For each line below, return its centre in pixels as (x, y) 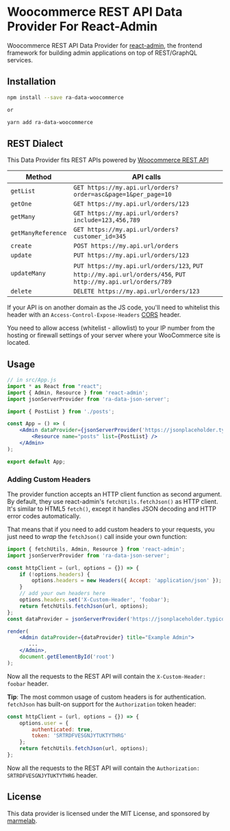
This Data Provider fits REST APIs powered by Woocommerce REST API (108, 160)
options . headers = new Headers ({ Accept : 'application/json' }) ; (127, 581)
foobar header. (28, 684)
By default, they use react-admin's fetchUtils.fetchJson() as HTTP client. (113, 501)
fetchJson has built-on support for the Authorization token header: (102, 704)
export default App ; (37, 461)
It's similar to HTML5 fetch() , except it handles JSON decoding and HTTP (112, 509)
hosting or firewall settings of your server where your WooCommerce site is (114, 335)
